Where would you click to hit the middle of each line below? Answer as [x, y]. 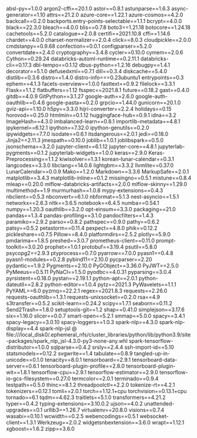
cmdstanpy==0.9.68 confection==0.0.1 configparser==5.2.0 [79, 46]
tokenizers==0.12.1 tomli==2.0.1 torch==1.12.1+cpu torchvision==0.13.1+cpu [96, 391]
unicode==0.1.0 [25, 360]
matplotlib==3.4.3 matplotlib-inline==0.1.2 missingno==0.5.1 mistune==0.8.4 [99, 178]
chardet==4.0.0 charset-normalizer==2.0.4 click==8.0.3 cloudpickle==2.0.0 [99, 40]
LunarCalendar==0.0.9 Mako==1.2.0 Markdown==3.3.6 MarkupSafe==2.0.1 [98, 171]
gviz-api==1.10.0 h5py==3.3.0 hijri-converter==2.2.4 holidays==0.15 [89, 109]
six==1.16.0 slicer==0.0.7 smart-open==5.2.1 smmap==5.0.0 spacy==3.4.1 [96, 316]
